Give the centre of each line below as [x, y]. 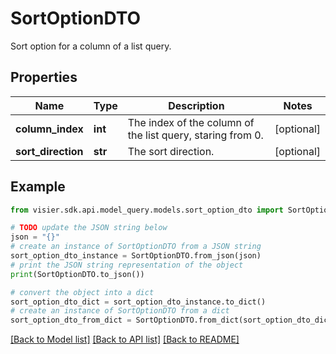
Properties [44, 77]
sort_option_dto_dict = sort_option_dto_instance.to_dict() [138, 302]
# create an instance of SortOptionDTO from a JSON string [136, 247]
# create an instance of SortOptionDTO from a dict [120, 311]
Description [196, 105]
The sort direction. [171, 151]
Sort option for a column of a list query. [91, 46]
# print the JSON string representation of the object [127, 265]
